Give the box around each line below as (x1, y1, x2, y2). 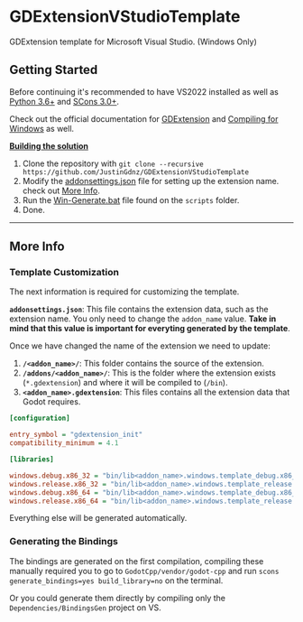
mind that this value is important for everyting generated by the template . (9, 323, 290, 334)
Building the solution (9, 140, 88, 151)
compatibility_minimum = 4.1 (9, 439, 119, 448)
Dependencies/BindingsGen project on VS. (9, 602, 162, 613)
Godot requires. (22, 396, 81, 407)
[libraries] (9, 455, 54, 464)
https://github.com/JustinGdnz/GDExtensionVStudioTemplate (22, 167, 250, 177)
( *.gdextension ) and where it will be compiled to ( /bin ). (22, 377, 228, 388)
